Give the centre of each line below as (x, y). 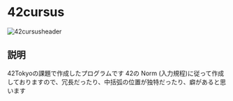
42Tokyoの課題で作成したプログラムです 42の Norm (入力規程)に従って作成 (116, 73)
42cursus (36, 12)
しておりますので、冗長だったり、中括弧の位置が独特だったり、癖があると (114, 81)
